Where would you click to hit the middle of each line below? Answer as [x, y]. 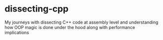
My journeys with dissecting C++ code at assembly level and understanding [81, 22]
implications [17, 32]
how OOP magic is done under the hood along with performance [70, 27]
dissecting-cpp [37, 9]
